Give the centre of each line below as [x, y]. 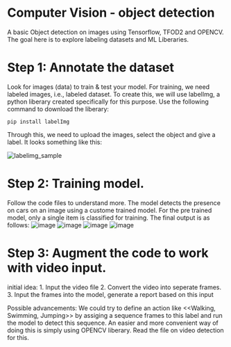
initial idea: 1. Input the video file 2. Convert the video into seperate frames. [114, 287]
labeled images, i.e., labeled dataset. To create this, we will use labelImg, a [114, 94]
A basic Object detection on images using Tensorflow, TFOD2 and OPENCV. [115, 32]
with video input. [57, 268]
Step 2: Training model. [76, 184]
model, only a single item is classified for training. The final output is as [109, 218]
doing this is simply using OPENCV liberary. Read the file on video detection [115, 330]
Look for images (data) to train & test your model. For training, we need [109, 87]
